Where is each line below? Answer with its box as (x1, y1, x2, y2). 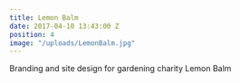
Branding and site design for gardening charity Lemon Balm (9, 63, 232, 74)
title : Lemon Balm (9, 13, 79, 23)
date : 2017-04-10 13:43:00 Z (9, 22, 120, 31)
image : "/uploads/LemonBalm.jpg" (9, 38, 136, 48)
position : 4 (9, 30, 54, 39)
